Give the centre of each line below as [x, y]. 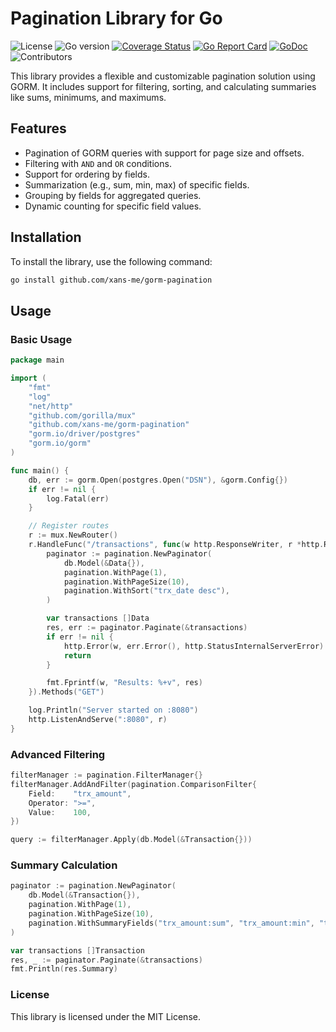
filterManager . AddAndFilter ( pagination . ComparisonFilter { [133, 784]
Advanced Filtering [58, 754]
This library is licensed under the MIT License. [105, 1016]
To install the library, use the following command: [111, 261]
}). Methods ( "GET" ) [66, 692]
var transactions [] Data [98, 618]
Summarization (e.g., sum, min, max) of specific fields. [137, 184]
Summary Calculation [64, 865]
